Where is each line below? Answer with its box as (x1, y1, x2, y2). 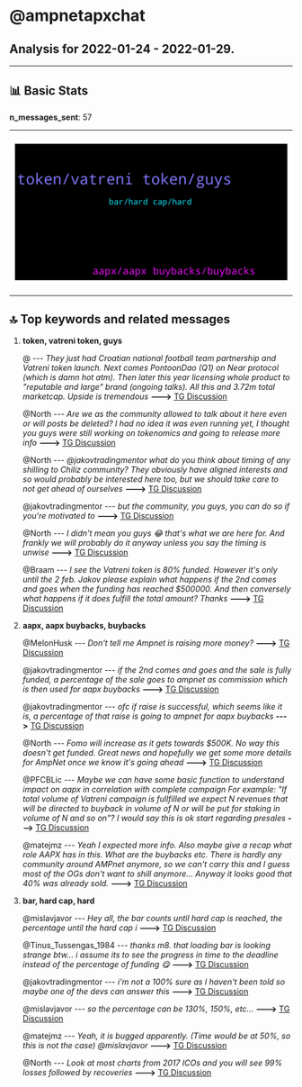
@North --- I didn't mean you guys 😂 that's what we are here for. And (22, 528, 285, 539)
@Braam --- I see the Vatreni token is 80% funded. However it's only (22, 565, 279, 575)
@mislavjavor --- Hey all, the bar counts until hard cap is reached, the (22, 913, 283, 924)
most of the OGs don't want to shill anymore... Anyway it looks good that (22, 868, 292, 879)
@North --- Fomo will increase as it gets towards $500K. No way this (22, 738, 280, 748)
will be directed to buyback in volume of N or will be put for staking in (22, 803, 280, 814)
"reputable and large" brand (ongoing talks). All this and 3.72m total (22, 382, 276, 393)
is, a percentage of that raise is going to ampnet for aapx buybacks (22, 711, 274, 721)
